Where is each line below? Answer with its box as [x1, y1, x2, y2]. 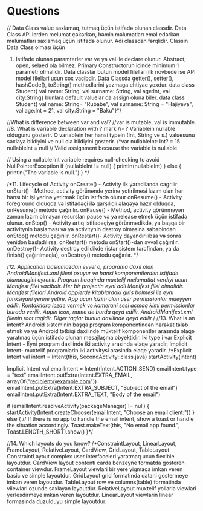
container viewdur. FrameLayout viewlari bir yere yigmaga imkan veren [7, 465, 183, 473]
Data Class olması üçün [7, 44, 66, 51]
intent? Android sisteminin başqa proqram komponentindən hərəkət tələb [7, 321, 188, 328]
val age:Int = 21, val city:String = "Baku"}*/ [15, 107, 121, 114]
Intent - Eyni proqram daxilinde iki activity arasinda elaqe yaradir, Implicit [7, 340, 188, 348]
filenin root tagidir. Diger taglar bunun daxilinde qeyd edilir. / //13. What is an [7, 314, 195, 321]
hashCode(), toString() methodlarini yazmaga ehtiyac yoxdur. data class [15, 81, 195, 88]
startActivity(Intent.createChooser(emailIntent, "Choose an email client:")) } [7, 409, 195, 416]
